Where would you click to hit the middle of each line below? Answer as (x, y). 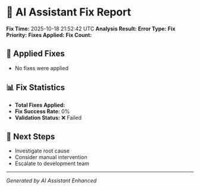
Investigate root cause (42, 151)
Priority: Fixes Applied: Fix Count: (49, 35)
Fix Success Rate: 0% (42, 111)
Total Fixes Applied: (40, 105)
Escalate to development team (52, 164)
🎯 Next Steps (31, 136)
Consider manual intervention (51, 157)
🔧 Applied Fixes (36, 54)
